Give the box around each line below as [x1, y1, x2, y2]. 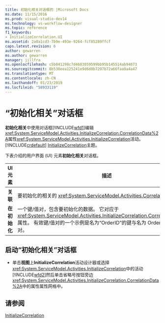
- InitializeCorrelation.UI [5, 35, 63, 40]
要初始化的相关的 [17, 192, 57, 199]
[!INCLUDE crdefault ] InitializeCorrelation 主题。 [5, 142, 100, 148]
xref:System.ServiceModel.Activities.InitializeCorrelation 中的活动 [12, 266, 143, 272]
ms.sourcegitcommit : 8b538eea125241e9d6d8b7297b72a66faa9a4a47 [5, 67, 137, 72]
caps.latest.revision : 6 [5, 44, 56, 49]
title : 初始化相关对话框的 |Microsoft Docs [5, 7, 89, 12]
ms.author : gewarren [5, 53, 48, 58]
